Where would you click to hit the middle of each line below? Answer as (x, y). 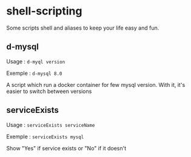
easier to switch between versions (49, 91)
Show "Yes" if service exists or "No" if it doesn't (66, 148)
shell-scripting (44, 11)
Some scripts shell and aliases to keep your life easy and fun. (83, 28)
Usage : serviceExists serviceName (51, 124)
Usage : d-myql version (36, 61)
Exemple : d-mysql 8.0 (34, 73)
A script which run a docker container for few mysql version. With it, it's (96, 85)
